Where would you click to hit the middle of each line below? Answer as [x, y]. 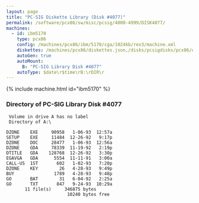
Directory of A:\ [30, 122]
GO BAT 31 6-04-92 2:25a [59, 179]
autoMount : [30, 61]
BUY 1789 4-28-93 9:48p [59, 173]
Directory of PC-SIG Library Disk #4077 [64, 104]
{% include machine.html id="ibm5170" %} [58, 89]
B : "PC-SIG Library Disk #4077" [62, 67]
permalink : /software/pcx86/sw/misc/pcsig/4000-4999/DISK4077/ [86, 22]
